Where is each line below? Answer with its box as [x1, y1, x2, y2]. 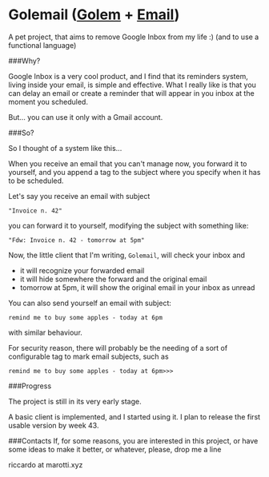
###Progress [8, 381, 52, 391]
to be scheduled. [8, 176, 64, 185]
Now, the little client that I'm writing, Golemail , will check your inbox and [8, 250, 246, 260]
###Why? [8, 56, 41, 66]
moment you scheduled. [8, 97, 88, 106]
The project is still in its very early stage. [8, 396, 142, 406]
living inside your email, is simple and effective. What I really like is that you [8, 80, 256, 89]
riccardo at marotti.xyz [8, 459, 83, 469]
